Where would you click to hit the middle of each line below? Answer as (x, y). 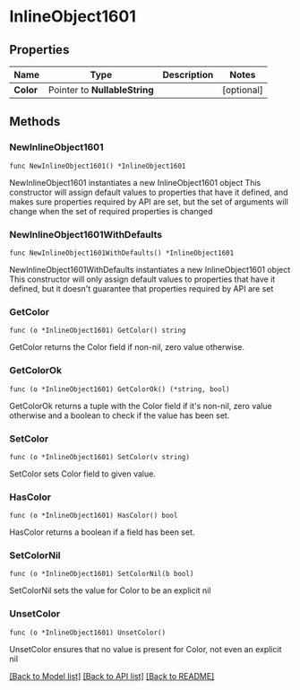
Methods (35, 122)
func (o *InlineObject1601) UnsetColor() (88, 633)
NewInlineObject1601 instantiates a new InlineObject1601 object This (135, 182)
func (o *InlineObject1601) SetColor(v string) (100, 457)
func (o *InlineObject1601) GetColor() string (98, 331)
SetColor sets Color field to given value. (83, 474)
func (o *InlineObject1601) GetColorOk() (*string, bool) (120, 389)
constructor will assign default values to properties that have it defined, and (149, 192)
